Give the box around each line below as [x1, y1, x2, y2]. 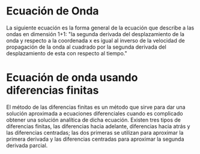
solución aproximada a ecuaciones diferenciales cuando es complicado [6, 109, 183, 117]
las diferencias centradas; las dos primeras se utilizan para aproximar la [6, 129, 184, 136]
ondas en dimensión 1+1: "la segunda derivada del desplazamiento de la [6, 30, 185, 37]
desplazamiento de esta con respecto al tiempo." [6, 49, 127, 57]
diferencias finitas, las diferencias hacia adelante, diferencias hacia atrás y [6, 122, 190, 130]
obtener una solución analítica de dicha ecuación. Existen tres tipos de [6, 116, 181, 123]
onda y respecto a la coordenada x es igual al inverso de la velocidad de [6, 37, 185, 44]
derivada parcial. [6, 141, 48, 149]
